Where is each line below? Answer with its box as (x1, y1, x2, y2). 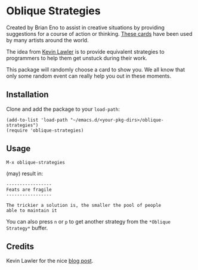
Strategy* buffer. (6, 224, 48, 231)
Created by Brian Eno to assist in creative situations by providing (6, 24, 165, 31)
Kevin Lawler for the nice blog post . (6, 257, 94, 265)
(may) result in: (6, 170, 44, 177)
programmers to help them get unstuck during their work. (6, 54, 147, 61)
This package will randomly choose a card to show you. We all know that (6, 66, 185, 73)
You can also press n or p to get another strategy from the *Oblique (6, 218, 171, 225)
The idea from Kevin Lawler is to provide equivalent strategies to (6, 48, 165, 55)
